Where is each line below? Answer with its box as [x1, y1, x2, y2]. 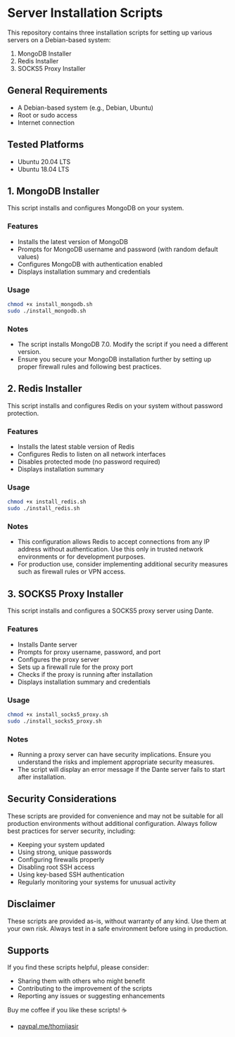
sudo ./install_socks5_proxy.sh [7, 718, 102, 725]
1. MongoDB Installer [7, 185, 100, 197]
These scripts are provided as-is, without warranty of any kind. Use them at [7, 917, 227, 925]
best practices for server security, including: [7, 827, 136, 835]
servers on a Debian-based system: [7, 35, 111, 44]
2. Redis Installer [7, 383, 82, 395]
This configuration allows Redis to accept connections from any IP [17, 537, 210, 546]
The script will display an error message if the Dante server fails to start [17, 765, 225, 773]
